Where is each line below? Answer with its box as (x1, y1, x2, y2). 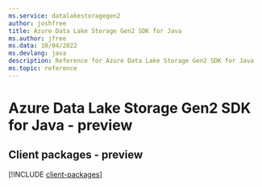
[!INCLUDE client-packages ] (8, 169, 102, 179)
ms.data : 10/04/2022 (8, 42, 78, 50)
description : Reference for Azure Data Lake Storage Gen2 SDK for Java (8, 57, 254, 65)
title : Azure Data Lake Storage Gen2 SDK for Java (8, 27, 182, 35)
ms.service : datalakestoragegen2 (8, 11, 121, 20)
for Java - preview (8, 116, 133, 134)
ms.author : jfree (8, 34, 67, 43)
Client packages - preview (8, 148, 143, 162)
